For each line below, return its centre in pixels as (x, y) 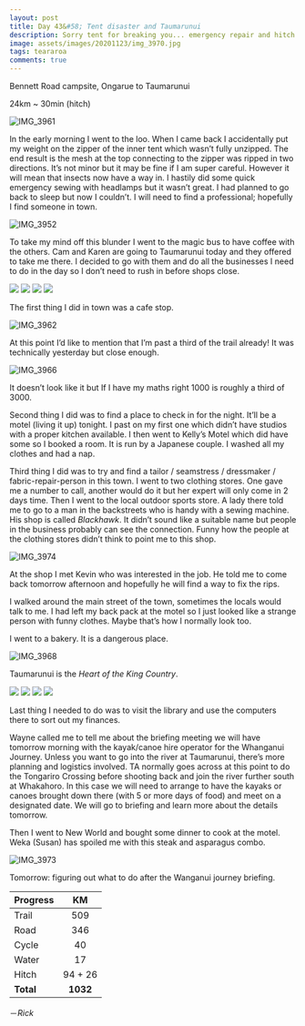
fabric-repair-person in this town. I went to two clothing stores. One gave (147, 481)
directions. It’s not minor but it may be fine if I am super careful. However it (149, 168)
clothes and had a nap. (52, 453)
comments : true (38, 60)
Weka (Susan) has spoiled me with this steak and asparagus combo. (137, 842)
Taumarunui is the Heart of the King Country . (94, 674)
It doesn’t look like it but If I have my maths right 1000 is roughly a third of (147, 387)
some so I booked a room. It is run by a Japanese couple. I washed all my (147, 444)
